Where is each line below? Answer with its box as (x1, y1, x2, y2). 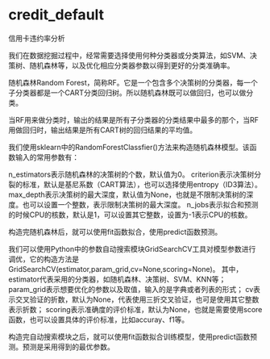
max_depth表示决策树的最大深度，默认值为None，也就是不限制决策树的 (8, 190, 247, 199)
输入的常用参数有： (15, 152, 79, 162)
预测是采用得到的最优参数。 (22, 341, 114, 352)
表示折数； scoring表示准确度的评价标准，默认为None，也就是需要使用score (8, 304, 263, 314)
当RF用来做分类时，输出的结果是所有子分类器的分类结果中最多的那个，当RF (8, 115, 260, 124)
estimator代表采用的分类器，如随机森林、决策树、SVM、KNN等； (8, 274, 226, 284)
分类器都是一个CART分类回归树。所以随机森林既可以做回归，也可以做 (15, 87, 247, 98)
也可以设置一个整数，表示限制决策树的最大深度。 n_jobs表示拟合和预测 (22, 199, 259, 209)
